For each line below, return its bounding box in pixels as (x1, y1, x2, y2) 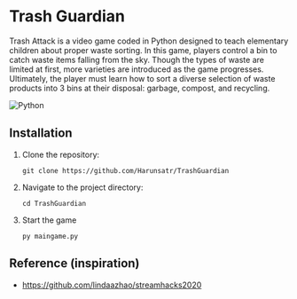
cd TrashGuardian (21, 199, 87, 208)
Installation (9, 126, 73, 141)
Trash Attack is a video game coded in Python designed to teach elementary (9, 35, 289, 46)
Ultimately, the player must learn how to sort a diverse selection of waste (9, 73, 276, 83)
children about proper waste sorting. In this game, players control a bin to (9, 44, 277, 55)
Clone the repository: (21, 149, 100, 160)
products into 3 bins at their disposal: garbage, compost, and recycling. (9, 83, 270, 93)
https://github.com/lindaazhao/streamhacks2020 (21, 279, 202, 290)
